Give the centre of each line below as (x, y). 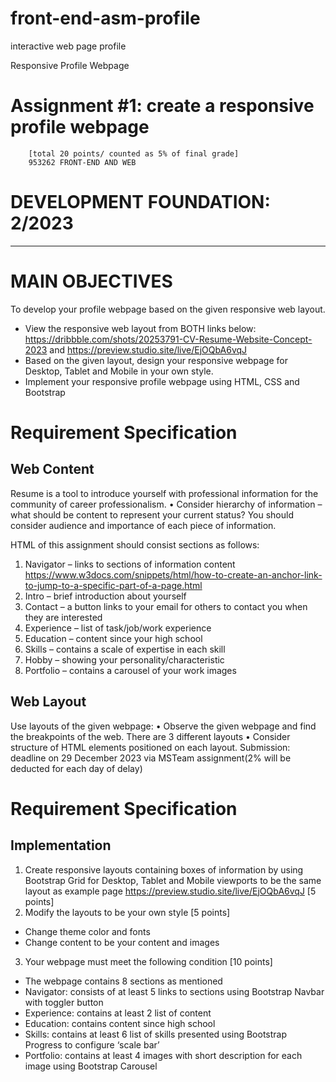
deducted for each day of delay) (76, 768)
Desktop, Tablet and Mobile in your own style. (119, 371)
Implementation (61, 845)
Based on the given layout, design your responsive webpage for (156, 360)
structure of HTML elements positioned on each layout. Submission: (150, 747)
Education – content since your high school (113, 638)
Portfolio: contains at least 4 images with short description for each (163, 1055)
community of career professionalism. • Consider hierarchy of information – (166, 504)
